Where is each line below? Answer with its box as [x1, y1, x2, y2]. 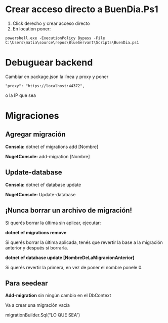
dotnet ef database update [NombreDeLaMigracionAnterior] [5, 255, 135, 261]
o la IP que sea [5, 92, 36, 98]
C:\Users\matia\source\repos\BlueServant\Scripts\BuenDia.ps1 [5, 40, 139, 45]
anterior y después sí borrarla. [5, 244, 68, 250]
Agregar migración [5, 130, 66, 139]
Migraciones [5, 110, 59, 122]
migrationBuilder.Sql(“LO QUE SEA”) [5, 312, 80, 318]
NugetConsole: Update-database [5, 191, 76, 197]
